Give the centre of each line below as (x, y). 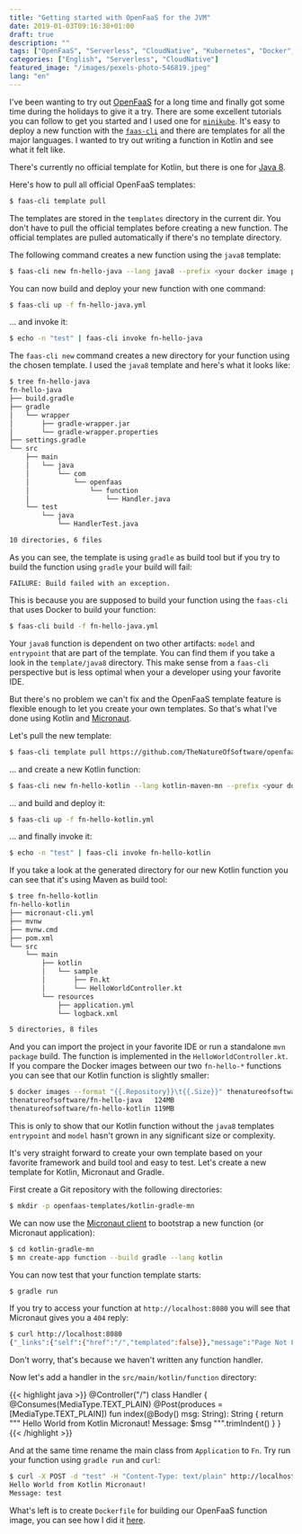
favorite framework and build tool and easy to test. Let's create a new (138, 1162)
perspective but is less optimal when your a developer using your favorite (145, 672)
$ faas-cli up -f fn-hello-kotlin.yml (82, 820)
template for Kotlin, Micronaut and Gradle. (87, 1171)
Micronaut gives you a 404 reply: (69, 1318)
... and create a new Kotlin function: (75, 769)
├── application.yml (96, 1005)
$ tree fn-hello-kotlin (54, 896)
